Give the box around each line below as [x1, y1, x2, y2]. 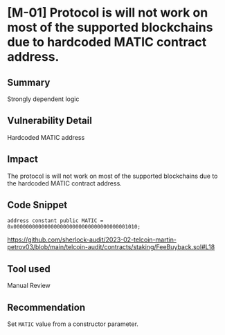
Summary [7, 76, 51, 88]
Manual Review [7, 282, 51, 290]
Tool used [7, 263, 51, 275]
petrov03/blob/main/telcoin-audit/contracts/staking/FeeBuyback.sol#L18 [7, 243, 215, 251]
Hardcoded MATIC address [7, 133, 85, 141]
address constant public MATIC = [7, 217, 104, 224]
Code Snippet [7, 199, 68, 211]
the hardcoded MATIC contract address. [7, 179, 123, 188]
